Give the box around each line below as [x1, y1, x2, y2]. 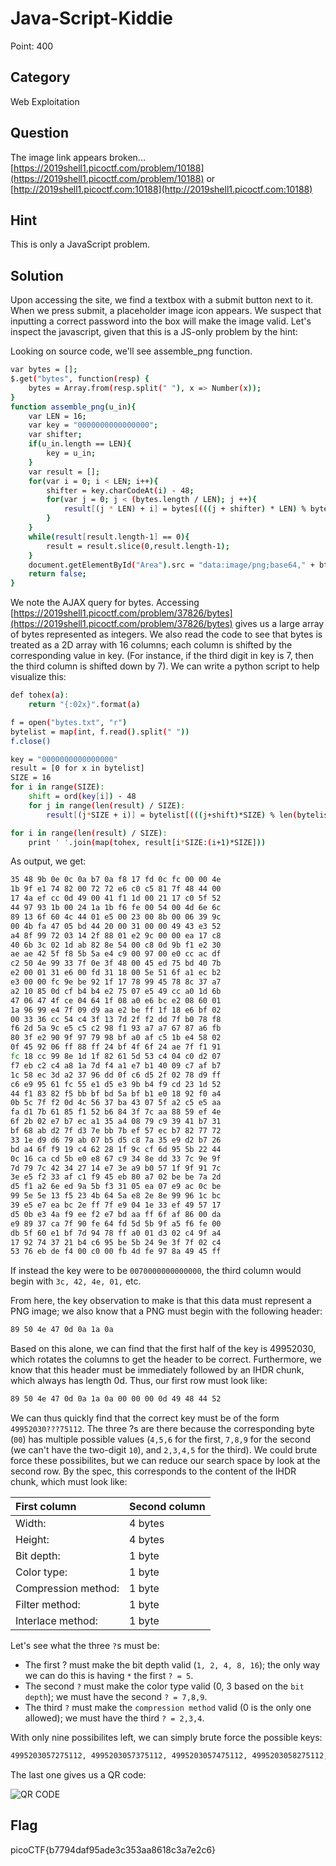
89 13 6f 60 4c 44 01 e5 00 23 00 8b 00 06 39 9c [10, 912, 222, 922]
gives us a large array [234, 618, 325, 630]
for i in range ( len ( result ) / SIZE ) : [10, 828, 168, 838]
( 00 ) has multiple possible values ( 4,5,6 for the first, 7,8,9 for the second [10, 1433, 311, 1446]
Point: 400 [10, 40, 54, 52]
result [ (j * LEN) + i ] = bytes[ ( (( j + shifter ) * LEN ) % [63, 504, 307, 514]
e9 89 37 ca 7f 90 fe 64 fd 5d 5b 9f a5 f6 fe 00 [10, 1218, 222, 1229]
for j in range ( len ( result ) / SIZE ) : [28, 800, 186, 811]
